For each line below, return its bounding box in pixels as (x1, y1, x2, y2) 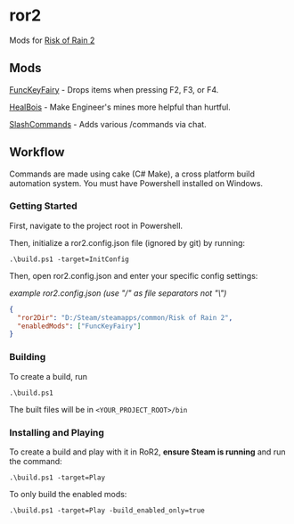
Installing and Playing (9, 426, 105, 438)
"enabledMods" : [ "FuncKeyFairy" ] (17, 322, 142, 331)
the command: (9, 455, 62, 466)
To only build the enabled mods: (9, 488, 127, 499)
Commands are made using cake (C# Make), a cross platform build (9, 168, 256, 179)
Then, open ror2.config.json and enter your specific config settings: (9, 270, 258, 281)
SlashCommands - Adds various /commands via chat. (9, 119, 207, 129)
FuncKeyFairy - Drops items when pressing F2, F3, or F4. (9, 84, 219, 94)
